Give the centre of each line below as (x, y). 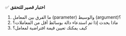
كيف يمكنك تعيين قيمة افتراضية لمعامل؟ (50, 28)
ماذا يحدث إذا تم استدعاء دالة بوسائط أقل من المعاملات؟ (65, 22)
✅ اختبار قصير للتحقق (25, 7)
